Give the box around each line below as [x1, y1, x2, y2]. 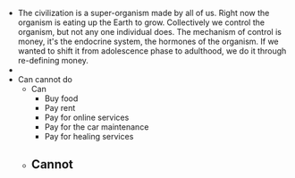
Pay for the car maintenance [44, 122, 149, 132]
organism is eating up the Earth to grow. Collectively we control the [17, 17, 265, 28]
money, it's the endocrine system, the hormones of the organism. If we [17, 36, 279, 47]
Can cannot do [17, 74, 73, 84]
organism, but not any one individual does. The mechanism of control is [17, 27, 282, 37]
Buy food [44, 93, 79, 104]
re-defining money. [17, 55, 89, 65]
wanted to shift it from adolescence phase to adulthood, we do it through [17, 46, 287, 56]
